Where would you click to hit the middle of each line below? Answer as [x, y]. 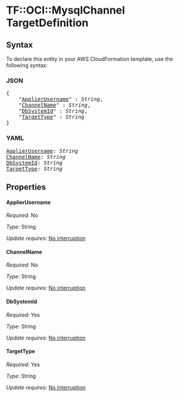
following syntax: [27, 65]
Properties [26, 187]
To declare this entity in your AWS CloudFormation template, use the [89, 59]
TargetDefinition [47, 23]
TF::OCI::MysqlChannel [66, 10]
